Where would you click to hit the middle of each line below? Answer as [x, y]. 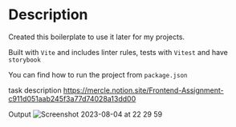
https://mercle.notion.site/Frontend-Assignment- [144, 90]
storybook [25, 60]
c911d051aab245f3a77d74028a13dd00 [72, 98]
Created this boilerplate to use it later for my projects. [97, 37]
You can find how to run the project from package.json [98, 74]
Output [20, 114]
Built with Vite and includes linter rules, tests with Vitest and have [118, 52]
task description [35, 90]
